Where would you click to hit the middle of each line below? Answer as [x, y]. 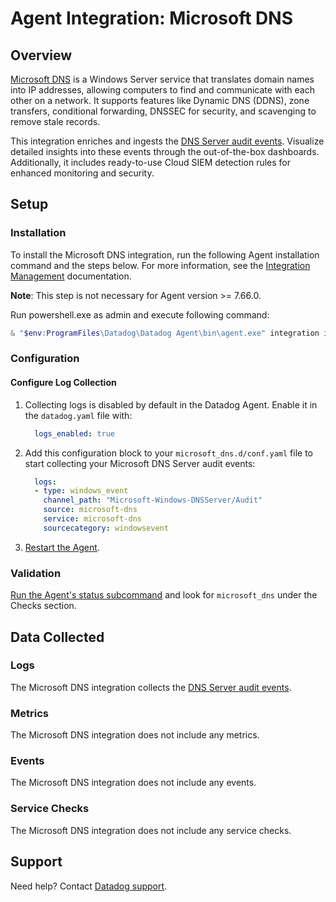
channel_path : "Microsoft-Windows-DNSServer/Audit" [153, 500]
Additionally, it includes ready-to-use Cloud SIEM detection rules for [151, 162]
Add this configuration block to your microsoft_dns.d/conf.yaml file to [168, 453]
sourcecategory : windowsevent [106, 528]
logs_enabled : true [75, 433]
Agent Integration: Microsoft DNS [152, 18]
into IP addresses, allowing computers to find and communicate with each [162, 90]
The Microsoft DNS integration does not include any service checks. [151, 830]
